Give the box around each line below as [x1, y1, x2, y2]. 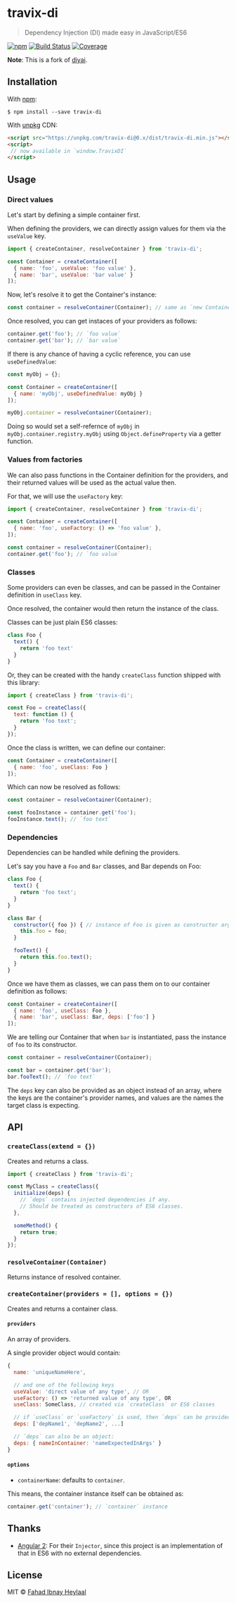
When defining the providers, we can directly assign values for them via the [7, 224, 226, 233]
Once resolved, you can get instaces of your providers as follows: [7, 317, 198, 326]
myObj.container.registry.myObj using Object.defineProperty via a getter [7, 430, 221, 438]
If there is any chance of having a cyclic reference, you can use [7, 349, 191, 358]
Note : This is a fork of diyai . [7, 55, 88, 64]
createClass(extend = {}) [7, 1143, 96, 1151]
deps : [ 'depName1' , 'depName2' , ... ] [13, 1421, 124, 1428]
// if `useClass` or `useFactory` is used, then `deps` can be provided [13, 1414, 231, 1421]
